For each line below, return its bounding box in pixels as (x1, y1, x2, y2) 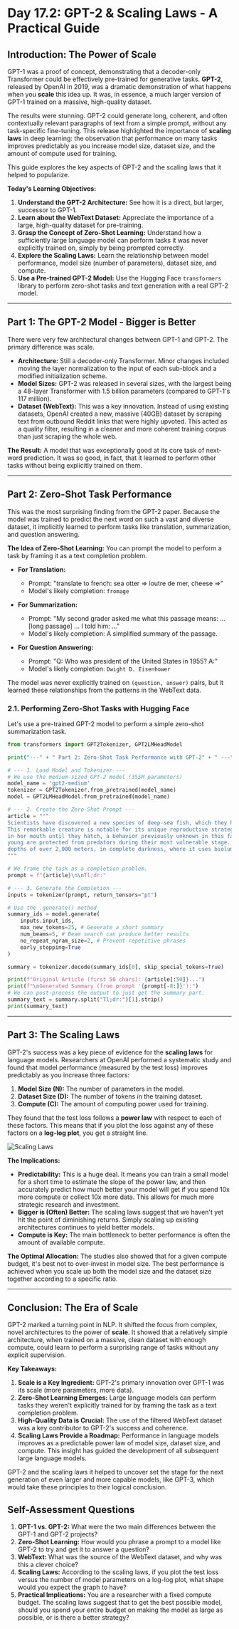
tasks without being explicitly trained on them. (7, 461, 142, 469)
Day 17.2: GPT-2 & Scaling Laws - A (7, 5, 218, 21)
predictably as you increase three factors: (7, 1070, 130, 1079)
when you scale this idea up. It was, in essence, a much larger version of (7, 90, 222, 98)
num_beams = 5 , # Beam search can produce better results (20, 931, 190, 938)
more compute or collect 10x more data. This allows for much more (17, 1193, 215, 1201)
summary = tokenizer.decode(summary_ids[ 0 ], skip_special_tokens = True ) (7, 963, 224, 970)
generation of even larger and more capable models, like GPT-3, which (7, 1475, 215, 1484)
